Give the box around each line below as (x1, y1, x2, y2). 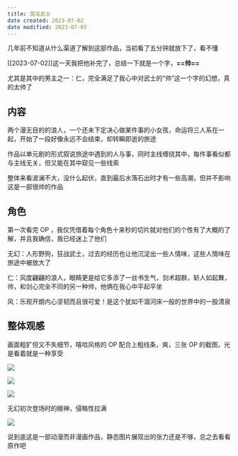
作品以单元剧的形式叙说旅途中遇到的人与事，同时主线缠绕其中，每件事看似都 (7, 150, 231, 158)
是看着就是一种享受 (7, 349, 64, 357)
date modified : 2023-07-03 (7, 23, 87, 30)
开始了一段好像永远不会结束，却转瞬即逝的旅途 (19, 135, 157, 143)
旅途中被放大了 (7, 258, 51, 267)
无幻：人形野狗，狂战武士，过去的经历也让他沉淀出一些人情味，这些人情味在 (7, 250, 231, 257)
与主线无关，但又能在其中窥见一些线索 (7, 159, 119, 167)
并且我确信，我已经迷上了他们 (19, 235, 107, 243)
